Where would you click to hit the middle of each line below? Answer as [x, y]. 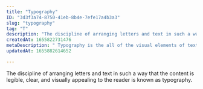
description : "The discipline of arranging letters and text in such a [98, 34]
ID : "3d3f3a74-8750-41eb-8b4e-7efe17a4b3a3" [63, 17]
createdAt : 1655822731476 [39, 40]
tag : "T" [17, 29]
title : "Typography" [32, 12]
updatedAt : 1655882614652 [39, 51]
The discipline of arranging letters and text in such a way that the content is [100, 73]
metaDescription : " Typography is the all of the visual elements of [96, 46]
